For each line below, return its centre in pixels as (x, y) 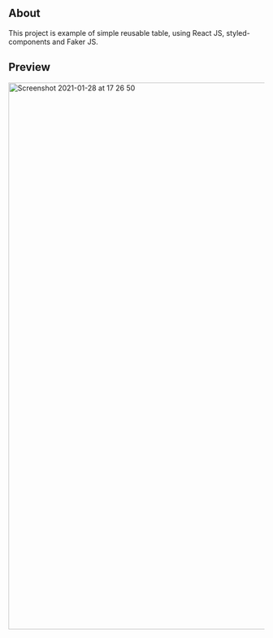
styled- (238, 33)
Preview (30, 67)
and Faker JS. (76, 42)
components (30, 42)
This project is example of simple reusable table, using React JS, (117, 33)
